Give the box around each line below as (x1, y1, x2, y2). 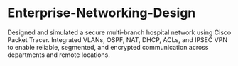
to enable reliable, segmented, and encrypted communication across (7, 43, 209, 51)
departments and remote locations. (7, 51, 110, 59)
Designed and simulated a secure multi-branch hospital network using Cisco (7, 28, 232, 37)
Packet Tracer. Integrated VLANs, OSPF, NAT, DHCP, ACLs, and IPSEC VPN (7, 35, 228, 44)
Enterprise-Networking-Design (7, 5, 196, 21)
